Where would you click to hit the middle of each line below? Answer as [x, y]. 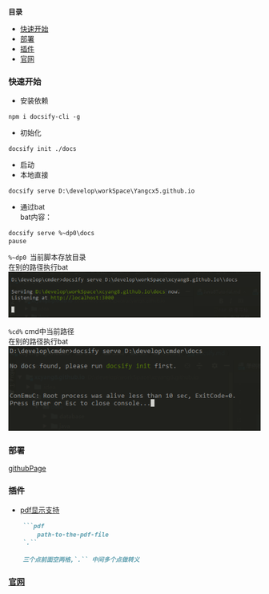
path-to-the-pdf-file [73, 535]
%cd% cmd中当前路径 [41, 332]
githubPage [27, 469]
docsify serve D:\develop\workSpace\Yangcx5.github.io [102, 191]
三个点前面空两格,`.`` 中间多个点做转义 [81, 560]
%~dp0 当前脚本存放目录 [47, 257]
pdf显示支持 [40, 510]
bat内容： [36, 217]
